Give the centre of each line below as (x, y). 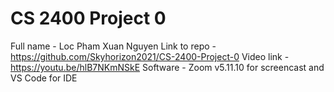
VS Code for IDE (44, 78)
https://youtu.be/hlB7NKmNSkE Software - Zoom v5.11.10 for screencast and (167, 67)
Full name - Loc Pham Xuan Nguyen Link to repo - (113, 46)
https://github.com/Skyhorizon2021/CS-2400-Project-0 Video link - (150, 56)
